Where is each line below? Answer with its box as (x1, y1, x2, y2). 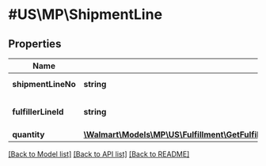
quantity (12, 129, 45, 140)
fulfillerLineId (12, 107, 64, 117)
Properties (8, 37, 62, 51)
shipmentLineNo (12, 79, 77, 89)
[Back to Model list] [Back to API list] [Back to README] (8, 149, 190, 159)
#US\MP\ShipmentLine (8, 6, 163, 24)
